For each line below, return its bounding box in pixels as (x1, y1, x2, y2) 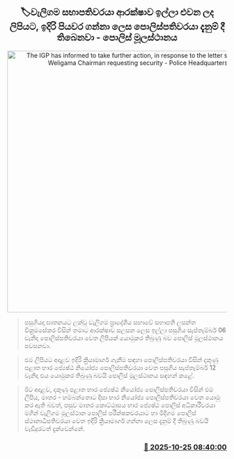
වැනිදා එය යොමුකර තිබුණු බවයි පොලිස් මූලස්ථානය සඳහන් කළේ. (24, 371, 195, 379)
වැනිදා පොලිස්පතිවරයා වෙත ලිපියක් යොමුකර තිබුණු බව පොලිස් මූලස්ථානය (24, 333, 224, 342)
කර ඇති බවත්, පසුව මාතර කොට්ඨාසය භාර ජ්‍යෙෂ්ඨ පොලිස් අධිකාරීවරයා (24, 400, 216, 409)
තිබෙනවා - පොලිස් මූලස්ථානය (56, 31, 178, 44)
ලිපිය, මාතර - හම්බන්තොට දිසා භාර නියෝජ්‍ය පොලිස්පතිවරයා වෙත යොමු (24, 393, 221, 401)
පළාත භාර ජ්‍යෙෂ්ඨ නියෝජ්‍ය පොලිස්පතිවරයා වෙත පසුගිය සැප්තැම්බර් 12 (24, 363, 216, 372)
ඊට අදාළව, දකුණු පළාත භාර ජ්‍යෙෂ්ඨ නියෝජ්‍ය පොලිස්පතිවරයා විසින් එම (24, 385, 214, 393)
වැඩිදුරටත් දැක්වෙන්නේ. (24, 424, 85, 432)
